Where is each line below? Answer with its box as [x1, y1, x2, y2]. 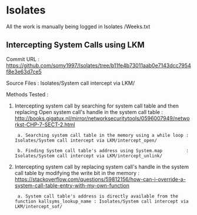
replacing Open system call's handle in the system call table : [14, 108, 163, 115]
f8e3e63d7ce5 [6, 68, 42, 75]
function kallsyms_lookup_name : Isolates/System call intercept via [14, 198, 189, 204]
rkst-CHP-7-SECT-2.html [14, 121, 75, 128]
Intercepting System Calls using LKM [6, 40, 145, 50]
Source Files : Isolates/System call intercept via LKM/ [6, 79, 135, 86]
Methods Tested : [6, 90, 49, 98]
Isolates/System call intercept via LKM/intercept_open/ [14, 137, 158, 143]
